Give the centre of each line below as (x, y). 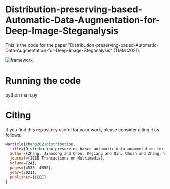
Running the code (43, 81)
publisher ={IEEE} (28, 177)
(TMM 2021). (127, 50)
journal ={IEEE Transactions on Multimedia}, (57, 159)
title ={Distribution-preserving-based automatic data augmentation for (87, 149)
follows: (13, 135)
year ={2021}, (24, 173)
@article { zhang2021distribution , (40, 144)
